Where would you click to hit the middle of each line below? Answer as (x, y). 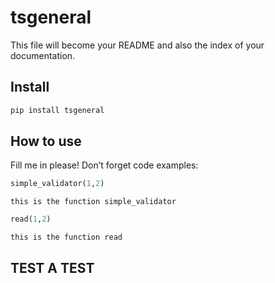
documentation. (43, 55)
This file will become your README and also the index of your (137, 45)
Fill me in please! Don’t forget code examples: (104, 165)
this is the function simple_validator (93, 202)
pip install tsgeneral (57, 110)
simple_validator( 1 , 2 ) (57, 184)
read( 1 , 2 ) (31, 219)
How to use (46, 141)
